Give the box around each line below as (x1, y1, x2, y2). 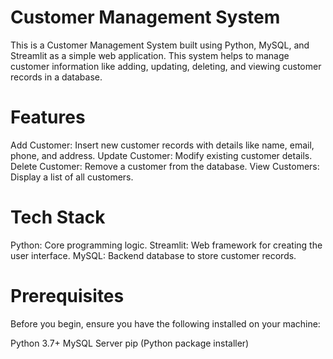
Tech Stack (10, 206, 106, 229)
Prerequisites (10, 285, 125, 307)
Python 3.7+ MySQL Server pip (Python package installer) (10, 337, 250, 349)
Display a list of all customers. (10, 171, 134, 183)
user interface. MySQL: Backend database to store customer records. (10, 249, 297, 261)
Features (10, 106, 86, 129)
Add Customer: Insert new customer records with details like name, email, (10, 139, 315, 151)
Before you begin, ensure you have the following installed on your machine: (10, 317, 321, 330)
